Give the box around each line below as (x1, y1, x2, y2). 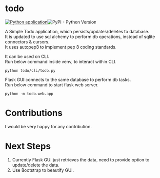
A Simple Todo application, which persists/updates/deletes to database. (5, 28, 150, 34)
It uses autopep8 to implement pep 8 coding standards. (5, 44, 117, 50)
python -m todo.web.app (5, 91, 54, 96)
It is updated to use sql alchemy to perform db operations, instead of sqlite (5, 34, 155, 40)
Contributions (5, 108, 62, 119)
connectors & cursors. (5, 39, 50, 44)
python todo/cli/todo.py (5, 68, 56, 73)
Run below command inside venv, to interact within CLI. (5, 59, 117, 64)
